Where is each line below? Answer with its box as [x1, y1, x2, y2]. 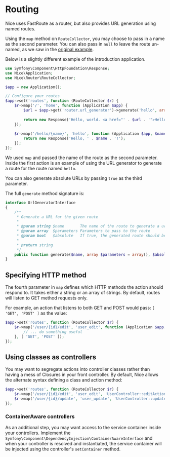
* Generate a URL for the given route [16, 214, 99, 219]
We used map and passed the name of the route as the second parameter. [5, 155, 158, 161]
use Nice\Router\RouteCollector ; [5, 75, 76, 81]
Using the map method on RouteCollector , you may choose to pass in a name [5, 35, 165, 42]
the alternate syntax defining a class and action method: [5, 377, 122, 383]
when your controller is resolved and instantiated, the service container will [5, 441, 162, 447]
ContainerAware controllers [5, 413, 75, 420]
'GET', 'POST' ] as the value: [5, 310, 67, 316]
